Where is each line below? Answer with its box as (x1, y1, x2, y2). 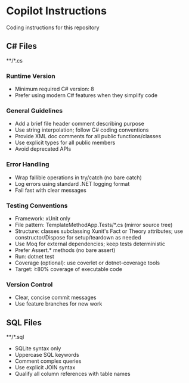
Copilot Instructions (6, 4, 107, 18)
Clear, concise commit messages (14, 294, 97, 301)
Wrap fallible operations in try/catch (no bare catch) (14, 174, 142, 181)
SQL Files (6, 317, 42, 328)
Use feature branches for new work (14, 300, 103, 307)
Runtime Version (6, 71, 55, 80)
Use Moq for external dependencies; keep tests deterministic (14, 240, 166, 247)
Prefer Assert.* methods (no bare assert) (14, 246, 116, 254)
